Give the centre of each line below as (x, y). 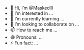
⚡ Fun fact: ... (24, 43)
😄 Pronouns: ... (26, 37)
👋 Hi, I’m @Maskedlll (32, 8)
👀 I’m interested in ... (32, 13)
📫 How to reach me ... (34, 30)
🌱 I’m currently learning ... (37, 19)
